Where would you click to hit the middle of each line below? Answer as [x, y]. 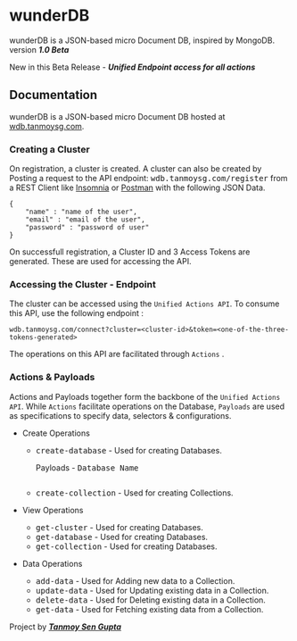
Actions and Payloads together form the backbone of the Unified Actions [145, 396]
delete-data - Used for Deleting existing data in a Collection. [150, 600]
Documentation [54, 95]
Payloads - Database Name [87, 467]
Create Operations [56, 433]
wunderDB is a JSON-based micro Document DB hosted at [117, 116]
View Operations [53, 510]
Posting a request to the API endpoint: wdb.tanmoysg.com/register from [148, 179]
